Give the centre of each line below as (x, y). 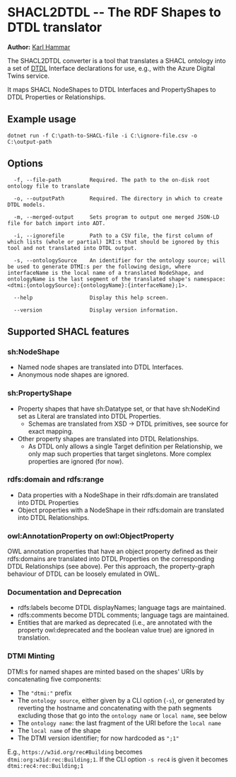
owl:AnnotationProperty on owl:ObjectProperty (91, 535)
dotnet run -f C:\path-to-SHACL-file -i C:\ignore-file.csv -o (102, 135)
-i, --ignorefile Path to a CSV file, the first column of (113, 236)
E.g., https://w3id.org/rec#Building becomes (75, 752)
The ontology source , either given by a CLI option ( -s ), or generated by (121, 700)
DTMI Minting (31, 656)
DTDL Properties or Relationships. (57, 97)
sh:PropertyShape (40, 393)
